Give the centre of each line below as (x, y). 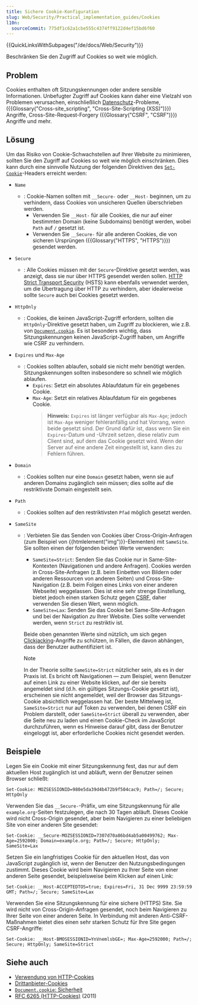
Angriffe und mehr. (29, 121)
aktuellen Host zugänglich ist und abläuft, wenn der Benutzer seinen (90, 772)
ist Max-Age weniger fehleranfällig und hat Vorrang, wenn (116, 422)
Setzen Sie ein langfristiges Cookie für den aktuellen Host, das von (88, 857)
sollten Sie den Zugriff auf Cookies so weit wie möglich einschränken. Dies (97, 160)
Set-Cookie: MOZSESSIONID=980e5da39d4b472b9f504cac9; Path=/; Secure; (95, 789)
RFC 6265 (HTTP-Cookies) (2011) (55, 995)
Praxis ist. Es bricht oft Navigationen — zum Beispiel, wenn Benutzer (107, 676)
